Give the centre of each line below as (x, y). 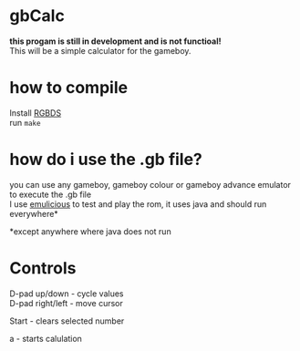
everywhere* (34, 213)
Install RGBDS (36, 113)
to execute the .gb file (51, 194)
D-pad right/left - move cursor (66, 303)
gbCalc (37, 16)
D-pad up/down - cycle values (67, 294)
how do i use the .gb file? (106, 160)
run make (25, 122)
